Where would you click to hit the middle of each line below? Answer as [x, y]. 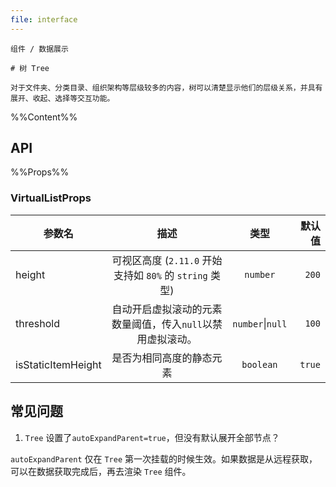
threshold [37, 323]
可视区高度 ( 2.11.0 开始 [167, 260]
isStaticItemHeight [58, 364]
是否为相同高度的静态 [162, 358]
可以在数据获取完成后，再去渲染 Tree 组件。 [101, 471]
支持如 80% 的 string [160, 275]
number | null [260, 323]
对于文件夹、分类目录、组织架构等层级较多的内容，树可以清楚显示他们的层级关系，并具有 [166, 87]
